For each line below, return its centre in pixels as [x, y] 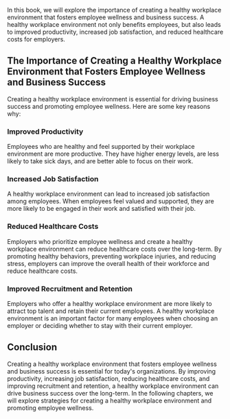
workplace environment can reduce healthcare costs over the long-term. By [114, 249]
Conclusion [32, 347]
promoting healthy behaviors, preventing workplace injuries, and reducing [112, 256]
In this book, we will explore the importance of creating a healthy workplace [114, 10]
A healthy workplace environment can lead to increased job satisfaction [108, 194]
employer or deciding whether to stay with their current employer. [100, 326]
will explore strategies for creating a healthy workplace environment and [110, 400]
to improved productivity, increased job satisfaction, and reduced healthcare [115, 32]
